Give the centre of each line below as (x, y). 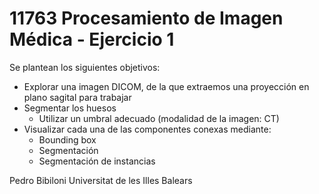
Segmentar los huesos (70, 108)
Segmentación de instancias (97, 161)
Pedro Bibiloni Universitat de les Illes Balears (101, 180)
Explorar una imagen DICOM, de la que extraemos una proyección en (166, 86)
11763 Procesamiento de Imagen (146, 18)
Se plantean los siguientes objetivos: (85, 67)
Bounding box (67, 139)
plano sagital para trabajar (77, 97)
